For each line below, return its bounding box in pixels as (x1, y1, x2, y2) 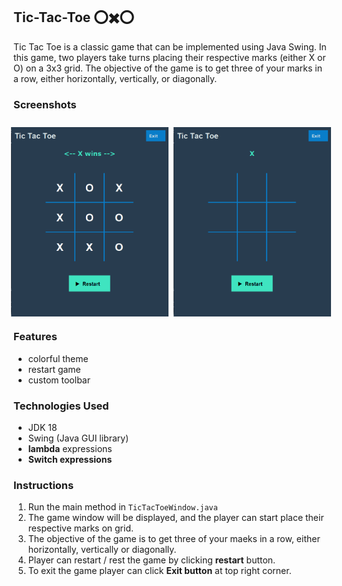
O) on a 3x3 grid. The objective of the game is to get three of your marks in (13, 62, 323, 74)
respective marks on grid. (27, 522, 135, 534)
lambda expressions (27, 443, 113, 455)
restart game (27, 363, 81, 375)
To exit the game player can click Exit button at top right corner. (27, 565, 292, 577)
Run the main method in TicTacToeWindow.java (27, 501, 218, 513)
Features (13, 330, 58, 344)
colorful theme (27, 352, 89, 364)
